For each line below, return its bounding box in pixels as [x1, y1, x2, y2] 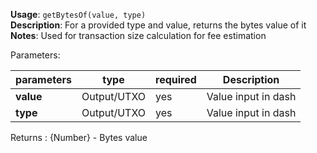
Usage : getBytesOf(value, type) [10, 9, 147, 20]
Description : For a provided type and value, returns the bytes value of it [10, 19, 307, 31]
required [155, 73, 197, 86]
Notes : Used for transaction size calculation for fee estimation [10, 30, 267, 41]
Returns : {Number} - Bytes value [10, 132, 148, 143]
